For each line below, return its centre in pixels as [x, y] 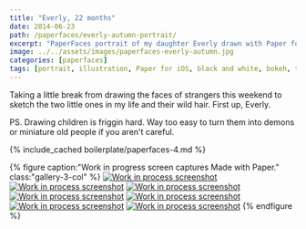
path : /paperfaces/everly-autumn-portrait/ [93, 35]
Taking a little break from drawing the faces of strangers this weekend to [146, 94]
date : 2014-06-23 [42, 26]
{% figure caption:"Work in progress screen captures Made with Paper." [144, 167]
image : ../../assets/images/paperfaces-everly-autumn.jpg [122, 52]
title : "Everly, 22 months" [63, 18]
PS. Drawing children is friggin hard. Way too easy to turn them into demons [152, 122]
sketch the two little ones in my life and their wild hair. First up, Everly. [140, 104]
